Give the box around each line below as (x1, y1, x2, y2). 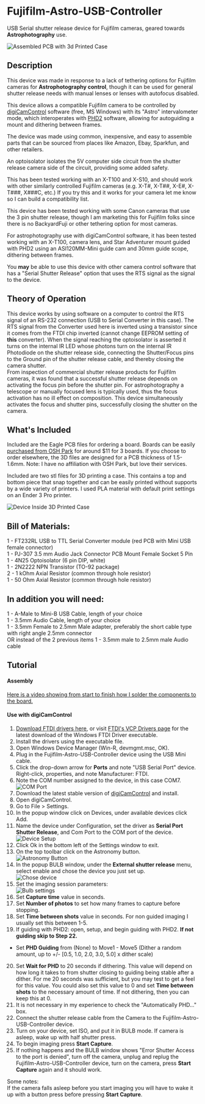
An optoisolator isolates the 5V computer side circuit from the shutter (7, 157, 181, 165)
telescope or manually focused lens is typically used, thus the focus (7, 387, 178, 395)
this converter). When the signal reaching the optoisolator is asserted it (7, 335, 187, 343)
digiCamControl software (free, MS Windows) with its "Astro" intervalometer (7, 108, 198, 115)
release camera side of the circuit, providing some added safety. (7, 163, 170, 171)
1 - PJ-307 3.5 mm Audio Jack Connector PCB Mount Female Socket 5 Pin (7, 550, 193, 557)
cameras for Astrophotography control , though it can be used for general (7, 83, 193, 90)
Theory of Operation (7, 294, 86, 304)
